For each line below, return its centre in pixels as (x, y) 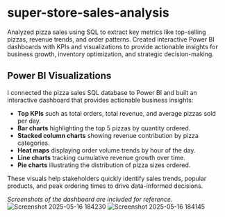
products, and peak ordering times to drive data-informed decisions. (105, 186)
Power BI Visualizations (59, 76)
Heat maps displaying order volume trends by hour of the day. (106, 150)
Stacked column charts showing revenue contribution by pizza (108, 135)
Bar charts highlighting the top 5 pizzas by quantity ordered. (104, 128)
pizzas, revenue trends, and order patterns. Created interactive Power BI (111, 39)
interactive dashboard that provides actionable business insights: (100, 100)
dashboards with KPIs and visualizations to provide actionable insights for (113, 46)
